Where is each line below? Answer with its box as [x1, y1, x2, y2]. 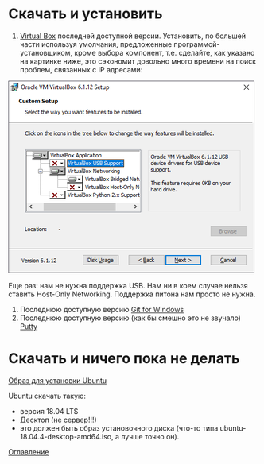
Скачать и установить [8, 5, 163, 23]
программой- [173, 39, 220, 48]
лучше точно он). [121, 431, 180, 441]
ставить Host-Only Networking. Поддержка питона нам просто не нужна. [8, 289, 256, 299]
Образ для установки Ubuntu [8, 375, 107, 385]
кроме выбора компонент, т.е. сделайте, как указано [74, 48, 255, 57]
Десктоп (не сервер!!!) [19, 415, 97, 424]
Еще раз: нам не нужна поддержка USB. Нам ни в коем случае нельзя [8, 280, 248, 290]
